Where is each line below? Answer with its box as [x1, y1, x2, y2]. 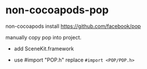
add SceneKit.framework [13, 45, 74, 52]
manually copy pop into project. [5, 34, 82, 41]
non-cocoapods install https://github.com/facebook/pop [5, 23, 141, 30]
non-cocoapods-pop [5, 3, 109, 17]
